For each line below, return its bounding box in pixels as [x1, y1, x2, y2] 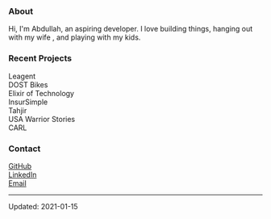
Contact [8, 143, 41, 154]
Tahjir [8, 105, 27, 115]
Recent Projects [8, 53, 73, 64]
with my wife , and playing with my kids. [8, 32, 141, 42]
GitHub [8, 161, 32, 171]
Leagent [8, 71, 36, 81]
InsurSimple [8, 97, 48, 107]
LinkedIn [8, 170, 37, 179]
